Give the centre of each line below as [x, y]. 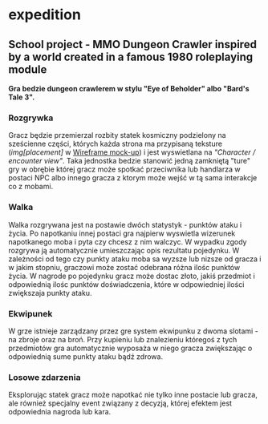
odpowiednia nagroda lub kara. [60, 412]
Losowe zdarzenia [45, 377]
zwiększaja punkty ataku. [50, 293]
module [28, 69]
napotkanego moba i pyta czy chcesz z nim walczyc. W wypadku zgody [128, 241]
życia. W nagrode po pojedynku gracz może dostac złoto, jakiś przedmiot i [132, 276]
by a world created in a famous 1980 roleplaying [131, 57]
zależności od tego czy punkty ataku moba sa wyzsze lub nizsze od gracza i [135, 259]
